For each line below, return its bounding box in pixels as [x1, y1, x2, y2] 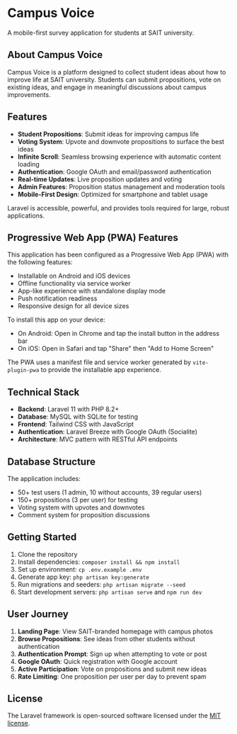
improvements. [7, 90, 51, 98]
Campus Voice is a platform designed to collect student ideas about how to [7, 67, 226, 76]
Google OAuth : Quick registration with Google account [17, 657, 178, 665]
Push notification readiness [17, 294, 98, 303]
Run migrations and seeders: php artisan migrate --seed [17, 580, 186, 589]
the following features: [7, 258, 73, 266]
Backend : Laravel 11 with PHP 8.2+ [17, 405, 120, 414]
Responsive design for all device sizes [17, 302, 129, 310]
